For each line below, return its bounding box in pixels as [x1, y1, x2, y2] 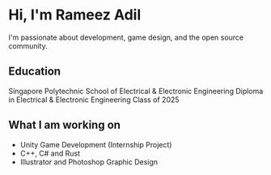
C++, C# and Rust [19, 148, 81, 158]
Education [8, 65, 61, 79]
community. [8, 41, 48, 50]
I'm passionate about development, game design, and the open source [8, 32, 244, 42]
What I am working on [8, 118, 121, 132]
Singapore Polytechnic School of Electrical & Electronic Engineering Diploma [8, 86, 264, 96]
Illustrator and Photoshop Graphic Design [19, 156, 159, 167]
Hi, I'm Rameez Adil [8, 6, 142, 24]
